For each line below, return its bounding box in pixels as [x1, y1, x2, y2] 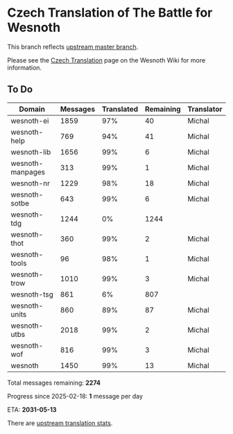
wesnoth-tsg [10, 290, 54, 299]
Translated [101, 104, 139, 114]
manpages [10, 167, 45, 176]
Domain [19, 104, 45, 114]
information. [7, 63, 42, 72]
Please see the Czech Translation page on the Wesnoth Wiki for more [7, 56, 206, 64]
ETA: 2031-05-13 [7, 405, 57, 414]
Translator [187, 104, 223, 114]
